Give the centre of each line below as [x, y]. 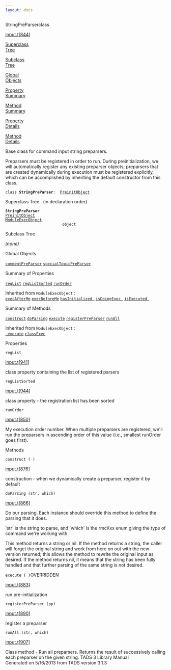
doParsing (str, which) [31, 493]
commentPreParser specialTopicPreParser [48, 264]
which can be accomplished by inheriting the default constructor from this [83, 177]
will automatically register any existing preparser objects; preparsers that [82, 167]
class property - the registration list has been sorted [60, 400]
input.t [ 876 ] [18, 469]
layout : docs [19, 10]
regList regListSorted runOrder [39, 283]
